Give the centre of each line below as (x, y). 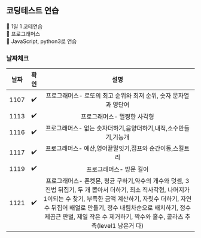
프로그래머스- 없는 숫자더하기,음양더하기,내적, (106, 129)
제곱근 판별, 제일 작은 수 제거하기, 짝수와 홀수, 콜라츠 (114, 217)
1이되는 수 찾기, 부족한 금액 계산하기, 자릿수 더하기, (111, 199)
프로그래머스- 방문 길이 (118, 169)
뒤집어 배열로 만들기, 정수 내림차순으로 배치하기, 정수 (121, 208)
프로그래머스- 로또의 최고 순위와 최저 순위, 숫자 (109, 96)
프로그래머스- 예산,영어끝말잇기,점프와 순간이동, (109, 148)
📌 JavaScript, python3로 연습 (42, 41)
